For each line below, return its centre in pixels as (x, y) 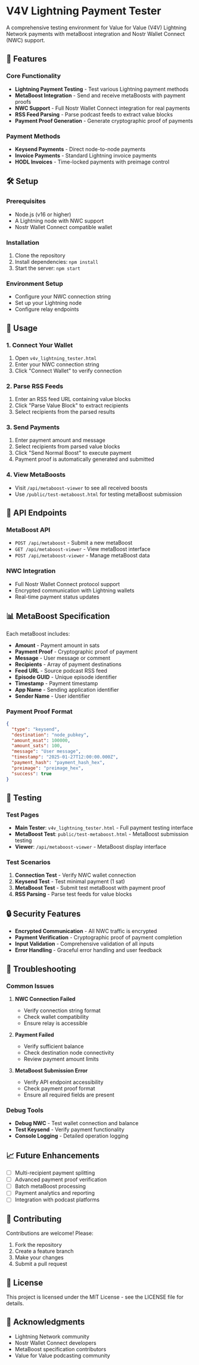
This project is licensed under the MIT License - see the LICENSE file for (95, 1297)
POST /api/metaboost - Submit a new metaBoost (74, 543)
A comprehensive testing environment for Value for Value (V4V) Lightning (96, 27)
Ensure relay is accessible (56, 1023)
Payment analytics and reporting (55, 1193)
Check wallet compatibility (56, 1016)
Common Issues (30, 986)
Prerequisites (26, 201)
